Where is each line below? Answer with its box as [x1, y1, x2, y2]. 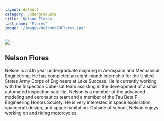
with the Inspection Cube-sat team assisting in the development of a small [5, 83, 158, 90]
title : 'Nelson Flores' [5, 16, 55, 21]
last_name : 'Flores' [5, 21, 48, 26]
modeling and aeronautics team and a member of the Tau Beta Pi [5, 94, 139, 100]
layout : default [5, 7, 39, 12]
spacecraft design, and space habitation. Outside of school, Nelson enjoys [5, 105, 159, 111]
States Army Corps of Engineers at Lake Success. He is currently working [5, 78, 157, 84]
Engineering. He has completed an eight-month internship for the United [5, 73, 154, 79]
